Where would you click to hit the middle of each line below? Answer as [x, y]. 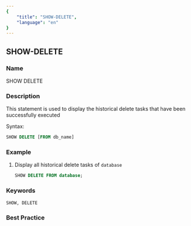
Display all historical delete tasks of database [68, 165]
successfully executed [33, 115]
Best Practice [25, 217]
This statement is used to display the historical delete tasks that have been [96, 109]
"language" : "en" [38, 22]
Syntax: [15, 126]
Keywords [21, 191]
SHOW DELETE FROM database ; [48, 176]
